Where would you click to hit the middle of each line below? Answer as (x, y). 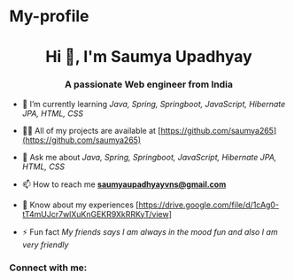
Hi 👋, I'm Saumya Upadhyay (149, 57)
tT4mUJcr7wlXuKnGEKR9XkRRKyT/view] (97, 214)
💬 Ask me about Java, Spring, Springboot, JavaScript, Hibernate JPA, (149, 157)
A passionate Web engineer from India (149, 84)
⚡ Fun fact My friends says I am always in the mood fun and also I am (150, 231)
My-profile (49, 16)
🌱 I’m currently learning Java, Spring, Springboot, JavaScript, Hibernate (154, 104)
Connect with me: (48, 268)
